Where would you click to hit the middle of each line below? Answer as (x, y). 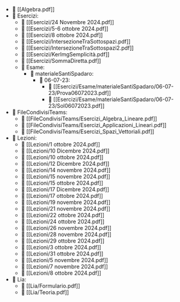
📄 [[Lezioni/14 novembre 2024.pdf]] (66, 170)
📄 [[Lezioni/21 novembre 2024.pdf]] (66, 208)
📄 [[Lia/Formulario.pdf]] (51, 286)
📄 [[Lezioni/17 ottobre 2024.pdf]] (62, 196)
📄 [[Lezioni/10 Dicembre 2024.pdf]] (65, 151)
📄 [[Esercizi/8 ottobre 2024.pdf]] (62, 35)
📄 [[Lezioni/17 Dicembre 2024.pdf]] (65, 189)
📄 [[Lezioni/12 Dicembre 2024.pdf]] (65, 164)
